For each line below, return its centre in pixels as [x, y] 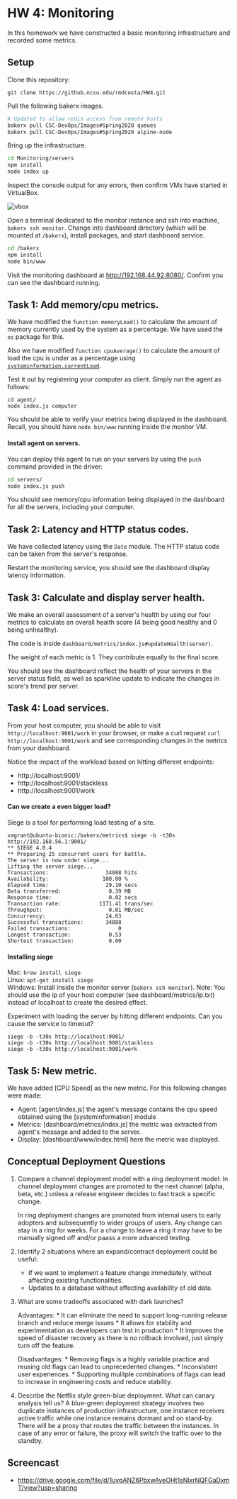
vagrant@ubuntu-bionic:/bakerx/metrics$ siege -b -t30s [91, 836]
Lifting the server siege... [50, 866]
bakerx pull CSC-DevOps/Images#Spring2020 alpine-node [90, 132]
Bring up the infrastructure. [47, 145]
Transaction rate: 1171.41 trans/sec [80, 904]
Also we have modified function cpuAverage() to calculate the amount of [114, 351]
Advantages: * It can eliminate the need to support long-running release [122, 1315]
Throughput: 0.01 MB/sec [75, 910]
